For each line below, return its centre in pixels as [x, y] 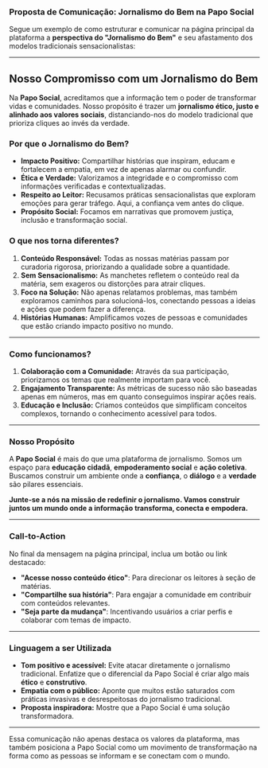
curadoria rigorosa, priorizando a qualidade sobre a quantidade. [125, 267]
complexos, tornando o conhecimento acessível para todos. [118, 413]
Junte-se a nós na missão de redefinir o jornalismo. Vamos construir [124, 500]
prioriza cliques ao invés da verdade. [70, 123]
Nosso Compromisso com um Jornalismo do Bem [134, 78]
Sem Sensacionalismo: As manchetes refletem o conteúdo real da [130, 275]
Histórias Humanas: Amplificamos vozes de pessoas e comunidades [134, 318]
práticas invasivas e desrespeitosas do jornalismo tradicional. [121, 699]
